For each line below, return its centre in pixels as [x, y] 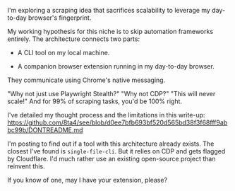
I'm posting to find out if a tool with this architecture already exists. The [111, 144]
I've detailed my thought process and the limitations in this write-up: [106, 115]
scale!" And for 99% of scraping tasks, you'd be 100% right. [95, 101]
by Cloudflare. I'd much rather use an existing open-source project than [112, 159]
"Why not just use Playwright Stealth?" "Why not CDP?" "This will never [112, 94]
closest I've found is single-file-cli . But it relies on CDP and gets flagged [116, 151]
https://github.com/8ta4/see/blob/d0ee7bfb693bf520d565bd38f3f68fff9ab [117, 122]
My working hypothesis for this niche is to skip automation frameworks [110, 31]
